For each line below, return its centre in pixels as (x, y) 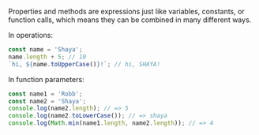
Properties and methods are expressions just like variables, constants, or (126, 11)
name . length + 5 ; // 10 (47, 57)
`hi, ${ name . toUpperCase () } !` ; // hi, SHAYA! (84, 64)
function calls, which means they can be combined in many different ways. (130, 20)
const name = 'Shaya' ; (45, 50)
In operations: (31, 35)
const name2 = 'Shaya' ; (47, 101)
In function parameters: (46, 79)
